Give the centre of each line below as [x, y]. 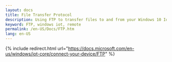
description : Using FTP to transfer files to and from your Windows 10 [83, 19]
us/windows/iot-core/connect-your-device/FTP [56, 54]
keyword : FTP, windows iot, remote [43, 24]
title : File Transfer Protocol [39, 15]
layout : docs [19, 10]
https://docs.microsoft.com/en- [101, 48]
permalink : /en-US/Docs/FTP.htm [40, 29]
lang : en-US [18, 34]
